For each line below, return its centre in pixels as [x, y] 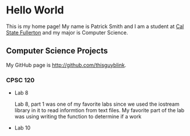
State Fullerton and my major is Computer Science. [67, 32]
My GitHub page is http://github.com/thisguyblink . [66, 65]
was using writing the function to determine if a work [78, 117]
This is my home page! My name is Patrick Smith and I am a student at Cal [95, 26]
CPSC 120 [20, 80]
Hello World [35, 10]
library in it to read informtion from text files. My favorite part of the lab [99, 110]
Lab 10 [22, 128]
